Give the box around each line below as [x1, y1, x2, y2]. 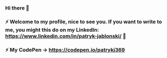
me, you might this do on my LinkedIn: [5, 26, 99, 33]
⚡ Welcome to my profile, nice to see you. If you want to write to [5, 18, 162, 25]
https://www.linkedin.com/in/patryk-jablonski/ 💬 [5, 32, 126, 39]
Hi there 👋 [5, 4, 30, 11]
